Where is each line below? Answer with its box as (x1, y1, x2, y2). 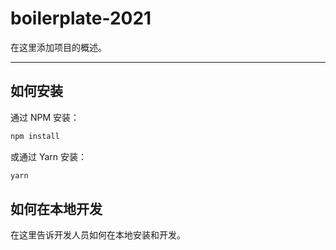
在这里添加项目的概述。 (10, 41, 107, 53)
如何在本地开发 (10, 200, 103, 217)
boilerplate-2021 (10, 7, 152, 30)
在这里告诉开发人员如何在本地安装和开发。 (10, 229, 186, 241)
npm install (10, 131, 60, 141)
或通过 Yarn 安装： (10, 150, 88, 162)
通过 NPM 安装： (10, 111, 80, 123)
